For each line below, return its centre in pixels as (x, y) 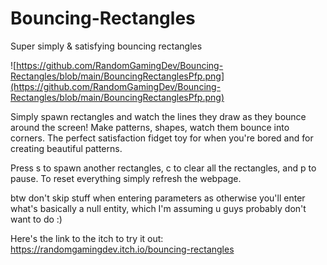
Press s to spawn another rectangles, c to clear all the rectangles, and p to (163, 168)
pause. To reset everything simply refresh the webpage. (126, 178)
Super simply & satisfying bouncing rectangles (106, 46)
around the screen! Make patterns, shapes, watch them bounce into (150, 127)
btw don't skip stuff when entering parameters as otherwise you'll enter (158, 198)
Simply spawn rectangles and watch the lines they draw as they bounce (158, 116)
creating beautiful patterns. (66, 148)
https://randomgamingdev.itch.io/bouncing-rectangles (122, 249)
